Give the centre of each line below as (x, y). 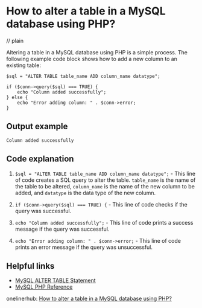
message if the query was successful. (62, 229)
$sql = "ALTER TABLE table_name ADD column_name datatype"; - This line (105, 173)
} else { (17, 97)
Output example (37, 127)
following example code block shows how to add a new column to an (92, 59)
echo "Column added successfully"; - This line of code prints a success (104, 222)
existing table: (24, 65)
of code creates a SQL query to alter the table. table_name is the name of (105, 180)
